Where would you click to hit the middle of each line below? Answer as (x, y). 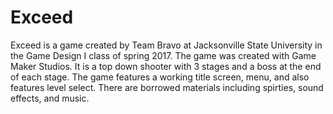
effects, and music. (50, 98)
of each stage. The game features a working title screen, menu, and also (160, 77)
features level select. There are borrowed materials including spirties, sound (167, 87)
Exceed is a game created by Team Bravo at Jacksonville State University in (166, 45)
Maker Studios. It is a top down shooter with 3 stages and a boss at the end (166, 66)
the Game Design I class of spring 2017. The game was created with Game (163, 55)
